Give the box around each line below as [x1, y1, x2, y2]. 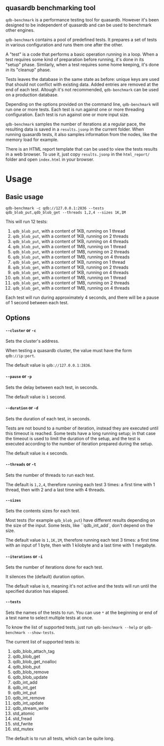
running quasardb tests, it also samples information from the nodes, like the [5, 131, 158, 137]
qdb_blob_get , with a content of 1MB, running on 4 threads [12, 285, 130, 291]
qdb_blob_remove [12, 669, 49, 675]
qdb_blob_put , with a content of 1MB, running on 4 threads [12, 254, 130, 260]
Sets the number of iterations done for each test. [5, 564, 103, 570]
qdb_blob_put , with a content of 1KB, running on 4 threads [12, 238, 129, 244]
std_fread [12, 715, 32, 721]
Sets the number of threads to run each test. [5, 472, 95, 478]
